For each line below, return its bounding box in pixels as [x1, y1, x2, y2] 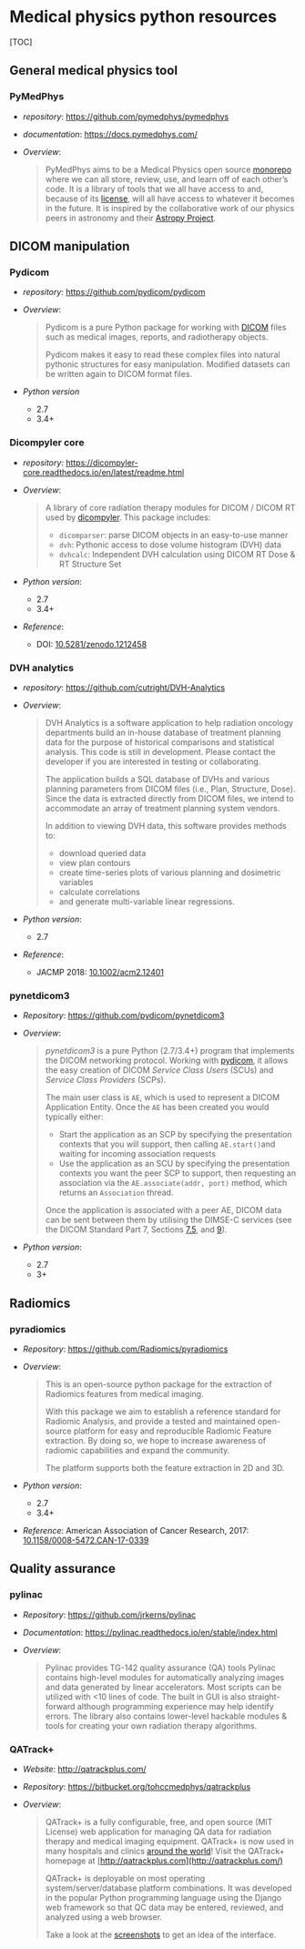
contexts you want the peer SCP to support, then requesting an [58, 1168, 297, 1179]
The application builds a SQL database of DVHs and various [45, 773, 270, 784]
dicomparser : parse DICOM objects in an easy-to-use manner [58, 529, 289, 540]
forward [45, 1700, 76, 1711]
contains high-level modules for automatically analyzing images [45, 1671, 285, 1682]
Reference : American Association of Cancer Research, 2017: [22, 1525, 249, 1536]
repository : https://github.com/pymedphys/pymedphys [22, 111, 229, 122]
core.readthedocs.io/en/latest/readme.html [22, 466, 185, 477]
